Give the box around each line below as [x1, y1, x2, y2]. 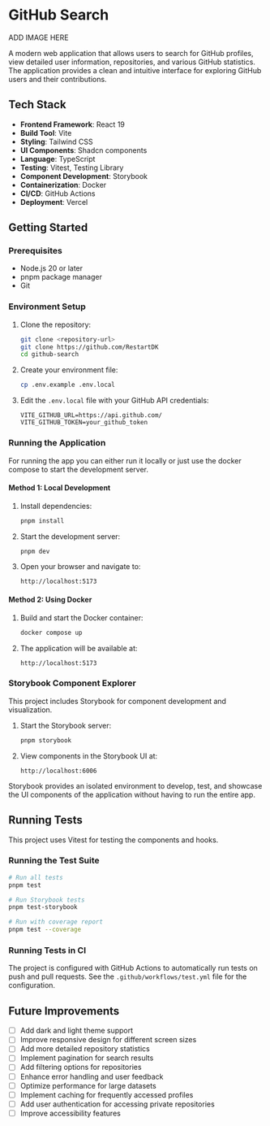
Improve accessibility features [19, 1108, 122, 1118]
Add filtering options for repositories [19, 1063, 142, 1072]
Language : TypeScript [19, 154, 96, 163]
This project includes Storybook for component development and [8, 696, 227, 706]
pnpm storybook [19, 736, 72, 745]
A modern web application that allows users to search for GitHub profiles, [8, 48, 254, 58]
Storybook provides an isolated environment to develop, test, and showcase [8, 780, 263, 790]
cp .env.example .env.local [19, 380, 115, 389]
